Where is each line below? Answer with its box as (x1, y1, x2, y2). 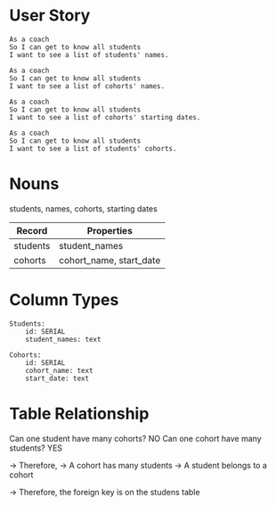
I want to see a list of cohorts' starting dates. (9, 112, 201, 121)
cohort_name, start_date (59, 253, 161, 266)
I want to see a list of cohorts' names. (9, 81, 166, 90)
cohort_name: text (25, 366, 93, 375)
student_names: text (25, 335, 101, 344)
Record (16, 224, 48, 236)
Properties (86, 224, 134, 236)
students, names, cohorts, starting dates (9, 203, 158, 214)
